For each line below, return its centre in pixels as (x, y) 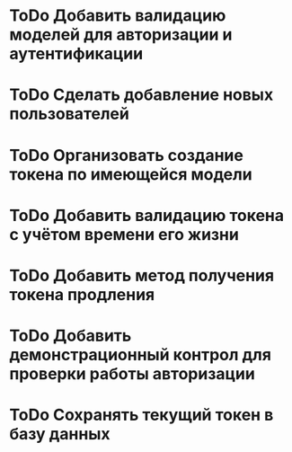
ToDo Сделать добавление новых (142, 95)
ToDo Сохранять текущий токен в (142, 415)
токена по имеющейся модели (131, 174)
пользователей (70, 114)
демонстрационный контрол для (141, 355)
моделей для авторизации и (121, 35)
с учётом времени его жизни (124, 234)
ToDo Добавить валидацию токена (147, 215)
